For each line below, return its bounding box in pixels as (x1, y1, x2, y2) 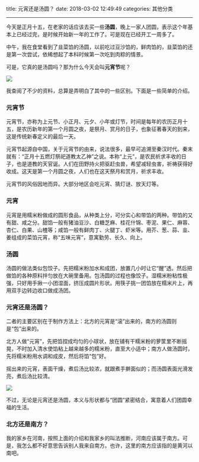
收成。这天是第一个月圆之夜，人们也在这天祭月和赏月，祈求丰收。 (6, 168, 167, 175)
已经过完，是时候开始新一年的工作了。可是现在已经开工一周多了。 (16, 31, 178, 37)
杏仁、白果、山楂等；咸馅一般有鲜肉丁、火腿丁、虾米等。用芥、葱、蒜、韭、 (6, 226, 193, 233)
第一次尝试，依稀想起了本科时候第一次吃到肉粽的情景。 (11, 51, 146, 58)
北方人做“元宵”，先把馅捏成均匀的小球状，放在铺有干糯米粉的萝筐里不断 (6, 338, 182, 345)
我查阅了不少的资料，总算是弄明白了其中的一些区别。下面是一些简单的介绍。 (6, 87, 193, 94)
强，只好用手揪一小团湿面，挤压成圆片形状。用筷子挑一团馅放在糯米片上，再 (6, 279, 193, 286)
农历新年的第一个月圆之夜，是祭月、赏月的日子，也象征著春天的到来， (21, 125, 193, 132)
